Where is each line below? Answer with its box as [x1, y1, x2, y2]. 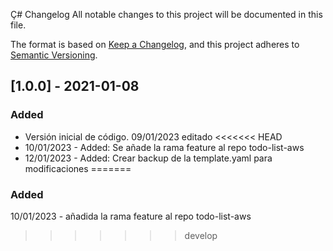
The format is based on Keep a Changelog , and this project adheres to [10, 39, 300, 50]
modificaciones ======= [24, 162, 132, 174]
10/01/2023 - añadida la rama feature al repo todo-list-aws [10, 210, 252, 222]
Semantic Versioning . [10, 49, 98, 61]
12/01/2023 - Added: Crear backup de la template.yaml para [24, 152, 273, 164]
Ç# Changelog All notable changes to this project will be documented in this [10, 9, 323, 20]
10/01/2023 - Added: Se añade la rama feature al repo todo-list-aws [24, 141, 305, 153]
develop [184, 229, 218, 241]
